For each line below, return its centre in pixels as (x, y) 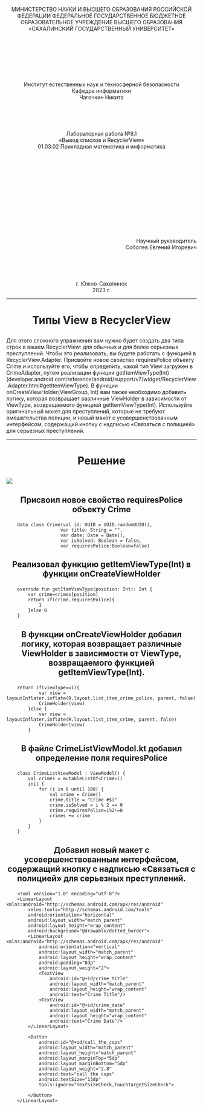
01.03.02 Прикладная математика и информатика (101, 146)
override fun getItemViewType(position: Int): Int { (85, 589)
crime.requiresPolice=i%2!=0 (86, 810)
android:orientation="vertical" (79, 947)
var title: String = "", (91, 530)
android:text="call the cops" (76, 1074)
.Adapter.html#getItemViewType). (48, 386)
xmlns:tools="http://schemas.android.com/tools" (90, 910)
